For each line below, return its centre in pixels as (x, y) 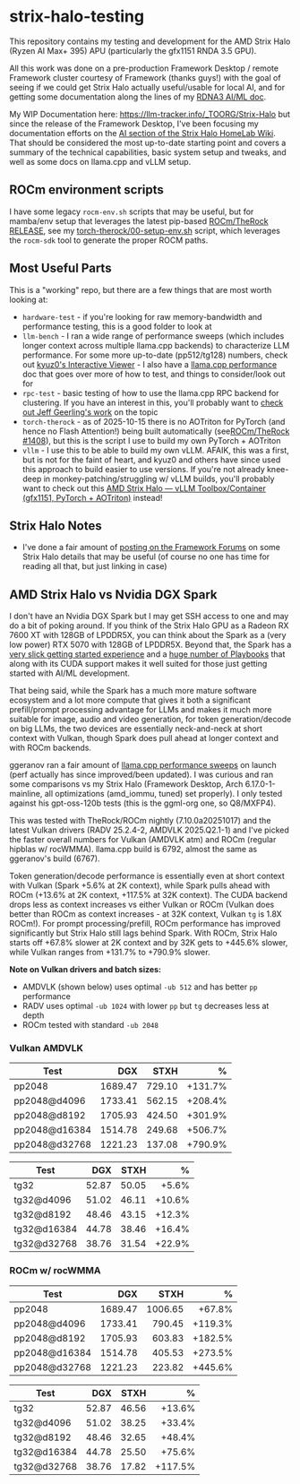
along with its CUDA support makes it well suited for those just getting (138, 664)
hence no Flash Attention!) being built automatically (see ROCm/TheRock (156, 431)
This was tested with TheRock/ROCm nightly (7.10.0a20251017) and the (140, 821)
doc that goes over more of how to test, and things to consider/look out (154, 374)
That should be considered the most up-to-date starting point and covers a (148, 142)
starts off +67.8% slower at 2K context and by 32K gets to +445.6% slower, (149, 943)
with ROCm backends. (51, 748)
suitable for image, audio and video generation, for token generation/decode (150, 720)
